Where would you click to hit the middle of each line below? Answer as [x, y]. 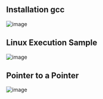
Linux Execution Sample [52, 43]
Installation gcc [35, 10]
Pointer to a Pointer [43, 76]
